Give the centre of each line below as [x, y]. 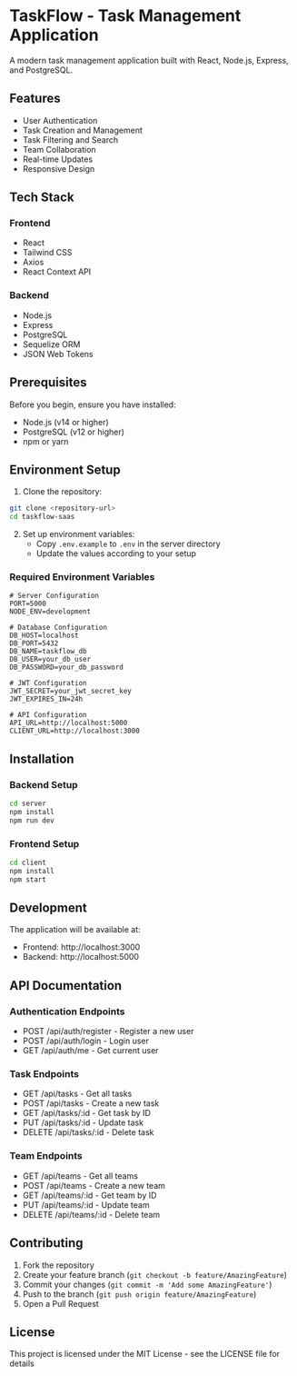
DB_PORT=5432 [34, 643]
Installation [42, 758]
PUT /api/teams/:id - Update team [86, 1204]
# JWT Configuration [49, 683]
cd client [28, 863]
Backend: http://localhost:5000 [80, 957]
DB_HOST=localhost [44, 636]
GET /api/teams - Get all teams [80, 1176]
